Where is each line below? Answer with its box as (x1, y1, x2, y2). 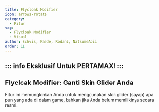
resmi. (5, 102, 18, 108)
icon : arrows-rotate (5, 12, 47, 17)
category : (5, 16, 25, 21)
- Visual (9, 35, 27, 40)
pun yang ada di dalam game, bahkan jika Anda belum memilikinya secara (5, 97, 154, 103)
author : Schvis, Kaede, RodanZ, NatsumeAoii (5, 39, 97, 44)
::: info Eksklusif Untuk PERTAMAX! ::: (5, 62, 124, 70)
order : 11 (5, 44, 25, 49)
